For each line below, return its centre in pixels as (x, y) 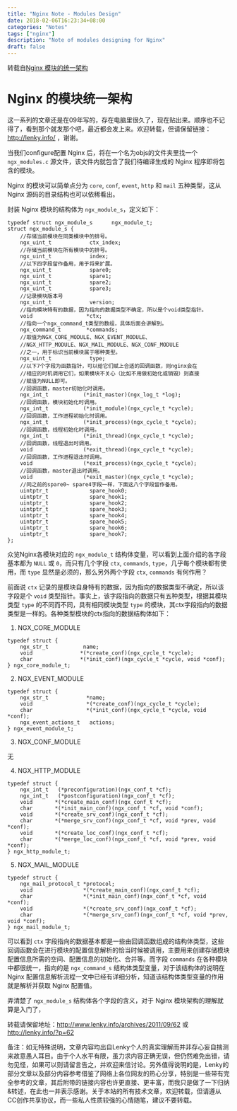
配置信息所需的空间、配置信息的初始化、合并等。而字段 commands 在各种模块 (117, 959)
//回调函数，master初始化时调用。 (64, 388)
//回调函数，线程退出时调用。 (57, 443)
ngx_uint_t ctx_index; (71, 242)
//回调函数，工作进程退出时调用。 (63, 457)
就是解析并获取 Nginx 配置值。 (52, 985)
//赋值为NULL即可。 (45, 381)
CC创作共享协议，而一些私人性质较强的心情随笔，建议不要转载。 (102, 1100)
